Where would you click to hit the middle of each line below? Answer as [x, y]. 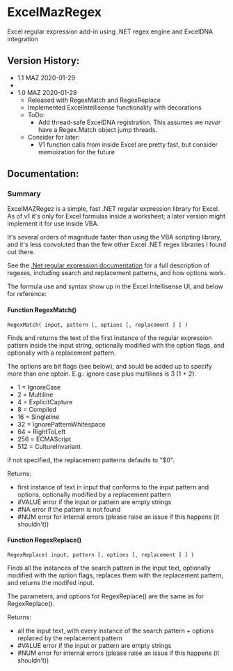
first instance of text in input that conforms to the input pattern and [113, 487]
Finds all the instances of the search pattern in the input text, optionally [109, 568]
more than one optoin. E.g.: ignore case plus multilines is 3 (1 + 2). [102, 374]
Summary [24, 194]
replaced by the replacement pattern [70, 638]
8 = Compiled [37, 409]
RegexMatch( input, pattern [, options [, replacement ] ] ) [98, 325]
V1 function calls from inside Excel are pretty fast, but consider [128, 145]
